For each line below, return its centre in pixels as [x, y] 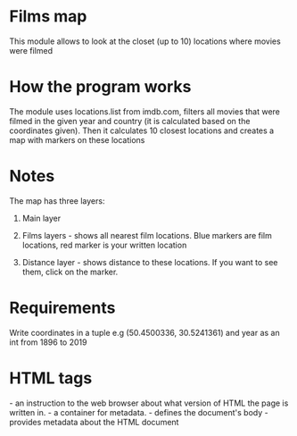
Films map [48, 17]
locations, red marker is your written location [104, 245]
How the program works [100, 87]
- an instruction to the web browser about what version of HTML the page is [149, 403]
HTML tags [51, 378]
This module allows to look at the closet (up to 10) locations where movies [145, 41]
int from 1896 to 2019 [48, 342]
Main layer [41, 218]
